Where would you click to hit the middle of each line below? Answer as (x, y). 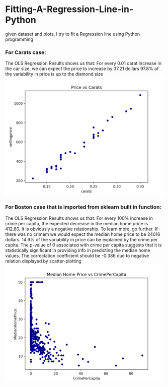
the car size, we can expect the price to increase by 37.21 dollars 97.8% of (82, 69)
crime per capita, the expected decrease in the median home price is (77, 223)
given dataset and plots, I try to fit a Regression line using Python (73, 34)
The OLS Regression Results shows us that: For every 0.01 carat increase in (83, 63)
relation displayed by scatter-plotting (43, 261)
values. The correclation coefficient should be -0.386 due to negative (77, 255)
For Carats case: (26, 52)
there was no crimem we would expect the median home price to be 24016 (83, 234)
